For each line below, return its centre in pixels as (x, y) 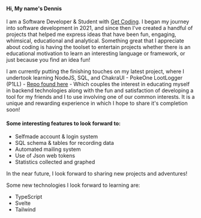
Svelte (23, 203)
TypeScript (28, 197)
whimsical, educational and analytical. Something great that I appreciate (95, 41)
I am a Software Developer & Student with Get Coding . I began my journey (98, 22)
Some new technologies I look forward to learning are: (73, 185)
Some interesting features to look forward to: (64, 123)
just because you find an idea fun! (48, 60)
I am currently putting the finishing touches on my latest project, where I (95, 71)
